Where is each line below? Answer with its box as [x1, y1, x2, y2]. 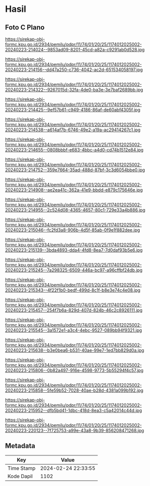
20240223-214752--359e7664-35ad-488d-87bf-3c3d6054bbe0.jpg [5, 167, 145, 173]
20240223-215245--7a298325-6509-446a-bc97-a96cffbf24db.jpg [5, 267, 143, 273]
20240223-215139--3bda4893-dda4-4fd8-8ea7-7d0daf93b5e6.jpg [5, 247, 143, 253]
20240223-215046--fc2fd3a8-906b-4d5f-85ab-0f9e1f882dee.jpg [5, 227, 140, 233]
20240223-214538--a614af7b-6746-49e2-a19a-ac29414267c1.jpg [5, 127, 141, 133]
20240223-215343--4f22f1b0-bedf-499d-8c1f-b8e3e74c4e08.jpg [5, 287, 141, 293]
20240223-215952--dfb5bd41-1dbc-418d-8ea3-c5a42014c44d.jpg [5, 408, 142, 413]
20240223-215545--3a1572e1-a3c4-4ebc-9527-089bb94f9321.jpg [5, 327, 142, 333]
